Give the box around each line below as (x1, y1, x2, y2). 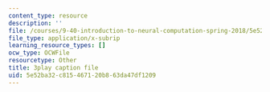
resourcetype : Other (8, 57, 78, 65)
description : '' (8, 19, 63, 27)
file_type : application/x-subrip (8, 34, 121, 42)
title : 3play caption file (8, 64, 99, 72)
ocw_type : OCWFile (8, 49, 70, 57)
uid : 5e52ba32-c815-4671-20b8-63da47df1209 (8, 71, 157, 79)
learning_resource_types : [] (8, 42, 106, 50)
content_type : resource (8, 11, 88, 20)
